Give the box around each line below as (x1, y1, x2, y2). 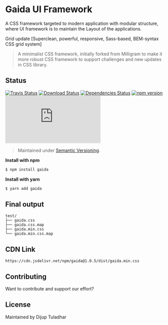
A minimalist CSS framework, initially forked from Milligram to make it (17, 51, 162, 57)
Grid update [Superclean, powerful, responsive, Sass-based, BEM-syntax (5, 36, 159, 42)
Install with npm (5, 157, 40, 163)
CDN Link (5, 245, 36, 253)
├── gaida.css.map (5, 222, 44, 227)
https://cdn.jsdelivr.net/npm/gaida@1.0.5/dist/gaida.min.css (5, 258, 140, 264)
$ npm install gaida (5, 167, 49, 172)
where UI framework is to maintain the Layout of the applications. (5, 25, 142, 31)
